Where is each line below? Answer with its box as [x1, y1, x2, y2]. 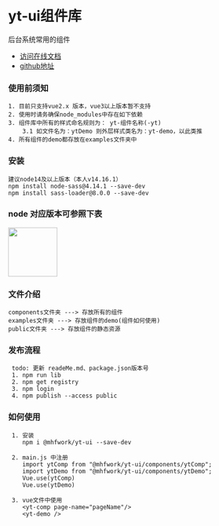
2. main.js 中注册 [11, 453, 68, 462]
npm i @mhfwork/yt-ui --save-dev [22, 438, 132, 446]
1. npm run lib [11, 371, 61, 379]
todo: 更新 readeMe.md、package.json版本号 [11, 364, 149, 373]
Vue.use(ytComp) [22, 474, 76, 482]
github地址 [19, 60, 55, 71]
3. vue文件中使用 [11, 496, 63, 504]
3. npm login [11, 385, 55, 393]
